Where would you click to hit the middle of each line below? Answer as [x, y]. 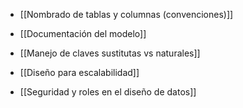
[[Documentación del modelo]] [83, 33]
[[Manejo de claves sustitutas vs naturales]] [110, 53]
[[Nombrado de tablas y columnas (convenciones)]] [126, 14]
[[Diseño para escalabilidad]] [79, 72]
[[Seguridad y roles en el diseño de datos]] [108, 92]
